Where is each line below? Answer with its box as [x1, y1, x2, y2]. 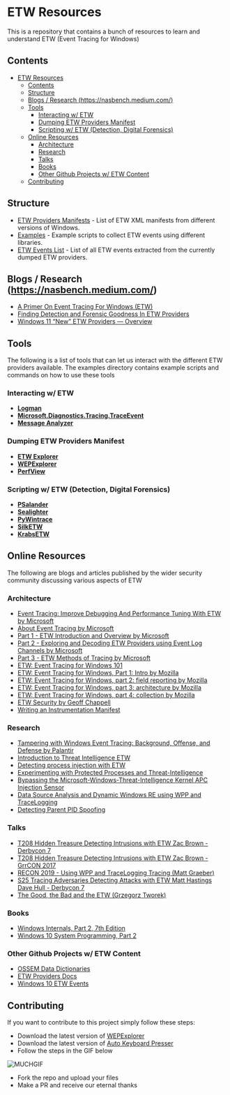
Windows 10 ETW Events [17, 979, 89, 988]
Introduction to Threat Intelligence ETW [17, 754, 131, 762]
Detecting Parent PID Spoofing [17, 806, 106, 814]
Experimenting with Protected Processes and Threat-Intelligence [17, 769, 204, 777]
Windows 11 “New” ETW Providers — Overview [17, 317, 153, 326]
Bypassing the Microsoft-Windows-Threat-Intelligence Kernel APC [17, 776, 208, 785]
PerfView [17, 467, 45, 475]
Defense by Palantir [17, 746, 75, 755]
